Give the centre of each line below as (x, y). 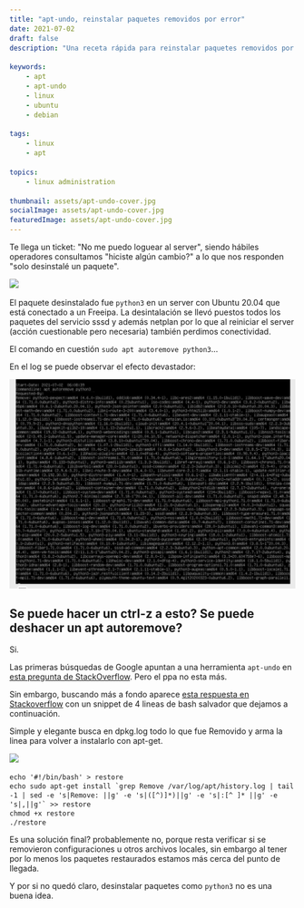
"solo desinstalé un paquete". (64, 266)
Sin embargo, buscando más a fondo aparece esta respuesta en (129, 695)
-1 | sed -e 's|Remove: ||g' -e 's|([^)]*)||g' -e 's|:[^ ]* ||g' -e (144, 796)
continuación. (35, 714)
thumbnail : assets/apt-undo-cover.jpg (83, 201)
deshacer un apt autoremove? (96, 628)
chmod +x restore (42, 814)
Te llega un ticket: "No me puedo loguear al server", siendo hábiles (134, 247)
